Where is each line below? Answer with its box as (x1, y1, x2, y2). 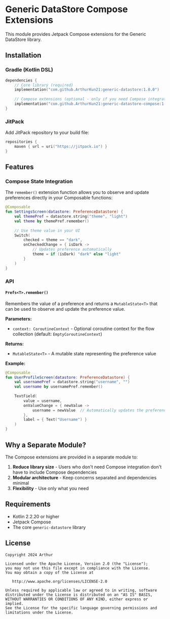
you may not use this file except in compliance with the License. (5, 565, 151, 570)
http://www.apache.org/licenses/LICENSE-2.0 (12, 579, 108, 584)
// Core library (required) (14, 82, 73, 88)
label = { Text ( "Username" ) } (23, 417, 87, 422)
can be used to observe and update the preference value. (5, 306, 125, 312)
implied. (5, 601, 24, 606)
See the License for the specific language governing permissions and (5, 605, 157, 610)
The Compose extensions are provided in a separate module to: (5, 454, 138, 460)
